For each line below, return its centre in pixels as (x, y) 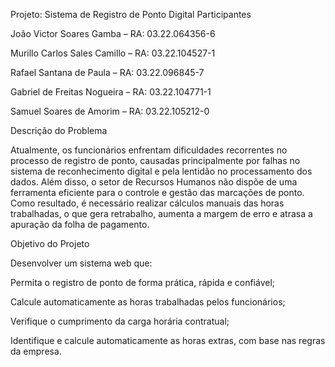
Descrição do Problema (59, 130)
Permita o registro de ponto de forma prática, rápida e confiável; (143, 282)
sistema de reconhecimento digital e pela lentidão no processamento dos (161, 171)
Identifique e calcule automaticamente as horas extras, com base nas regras (168, 340)
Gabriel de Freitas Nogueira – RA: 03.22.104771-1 (111, 92)
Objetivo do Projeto (50, 243)
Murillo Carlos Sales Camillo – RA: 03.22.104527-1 (113, 53)
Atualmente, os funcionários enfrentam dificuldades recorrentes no (149, 150)
